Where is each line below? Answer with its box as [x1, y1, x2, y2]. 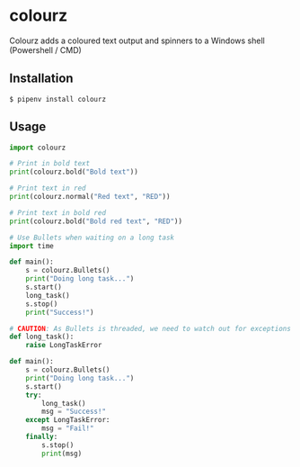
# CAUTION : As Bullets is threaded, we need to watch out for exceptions [9, 324, 292, 333]
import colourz [9, 143, 66, 152]
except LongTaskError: [25, 416, 110, 425]
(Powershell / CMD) [9, 44, 83, 55]
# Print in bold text [9, 159, 91, 168]
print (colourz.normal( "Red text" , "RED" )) [9, 193, 171, 202]
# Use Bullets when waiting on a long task [9, 233, 175, 242]
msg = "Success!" [41, 407, 106, 417]
